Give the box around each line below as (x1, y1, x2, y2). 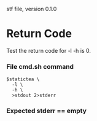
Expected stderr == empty (6, 107, 87, 115)
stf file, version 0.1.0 (6, 6, 57, 12)
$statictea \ (6, 76, 40, 82)
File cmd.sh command (6, 62, 74, 71)
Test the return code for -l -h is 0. (6, 47, 91, 54)
